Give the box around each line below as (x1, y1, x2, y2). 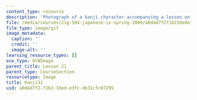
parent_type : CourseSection (6, 69, 75, 75)
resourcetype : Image (6, 74, 57, 80)
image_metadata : (6, 31, 46, 36)
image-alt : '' (11, 47, 46, 53)
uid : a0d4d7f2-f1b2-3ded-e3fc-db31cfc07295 (6, 85, 114, 91)
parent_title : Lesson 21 (6, 63, 67, 69)
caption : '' (11, 36, 41, 42)
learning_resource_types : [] (6, 52, 77, 58)
